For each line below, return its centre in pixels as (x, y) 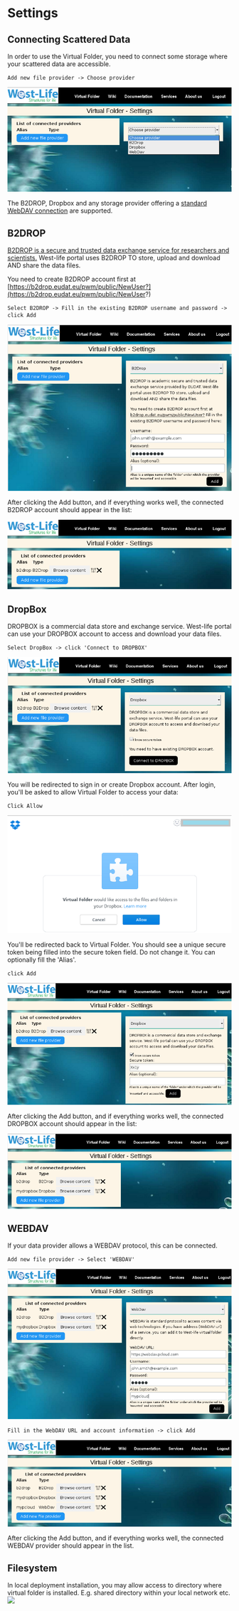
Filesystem (32, 1568)
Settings (33, 13)
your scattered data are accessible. (59, 64)
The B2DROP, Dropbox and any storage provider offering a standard (107, 203)
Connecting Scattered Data (69, 39)
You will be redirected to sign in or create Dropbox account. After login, (111, 785)
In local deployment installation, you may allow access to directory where (115, 1585)
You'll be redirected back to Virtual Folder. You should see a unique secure (117, 945)
